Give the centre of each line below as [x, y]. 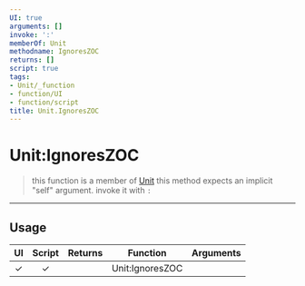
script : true [34, 69]
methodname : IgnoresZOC [54, 52]
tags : [20, 77]
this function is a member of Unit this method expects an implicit [152, 181]
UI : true [26, 18]
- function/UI [36, 94]
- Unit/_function [42, 85]
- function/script [44, 102]
